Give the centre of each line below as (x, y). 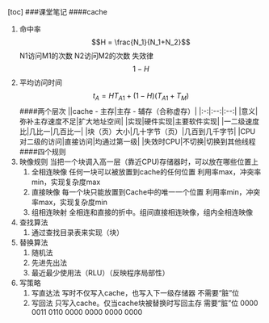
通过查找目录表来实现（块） (78, 232)
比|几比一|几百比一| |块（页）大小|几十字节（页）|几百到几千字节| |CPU (137, 131)
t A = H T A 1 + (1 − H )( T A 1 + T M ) (141, 97)
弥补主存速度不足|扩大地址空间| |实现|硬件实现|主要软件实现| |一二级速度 (139, 121)
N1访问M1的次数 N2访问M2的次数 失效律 (86, 56)
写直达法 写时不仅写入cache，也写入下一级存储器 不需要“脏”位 (135, 292)
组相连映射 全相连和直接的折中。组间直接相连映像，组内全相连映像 (142, 212)
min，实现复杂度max (66, 182)
